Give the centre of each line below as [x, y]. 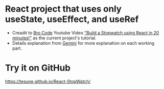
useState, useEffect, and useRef [72, 19]
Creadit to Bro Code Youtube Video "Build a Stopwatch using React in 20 [85, 33]
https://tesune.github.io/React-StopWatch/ [48, 81]
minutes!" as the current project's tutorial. [54, 38]
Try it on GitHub [38, 68]
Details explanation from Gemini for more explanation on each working [83, 43]
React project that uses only [63, 9]
